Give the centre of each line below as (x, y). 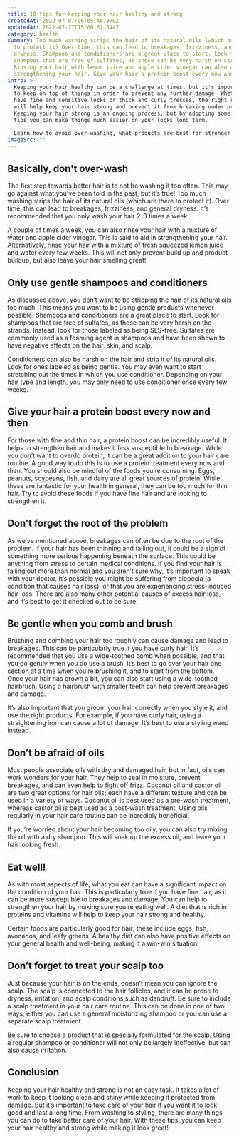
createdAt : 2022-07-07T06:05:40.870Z (63, 21)
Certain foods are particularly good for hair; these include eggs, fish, (108, 928)
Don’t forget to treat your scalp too (86, 966)
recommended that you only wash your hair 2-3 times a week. (99, 216)
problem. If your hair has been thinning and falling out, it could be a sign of (117, 548)
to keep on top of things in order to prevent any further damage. (116, 93)
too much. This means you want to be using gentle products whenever (111, 307)
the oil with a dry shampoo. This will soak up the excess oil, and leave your (117, 837)
